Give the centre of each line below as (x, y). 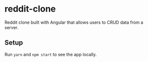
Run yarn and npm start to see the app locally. (51, 54)
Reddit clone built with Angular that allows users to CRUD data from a (74, 22)
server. (12, 27)
